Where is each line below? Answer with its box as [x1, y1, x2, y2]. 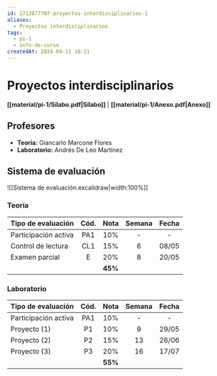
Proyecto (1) [10, 325, 51, 334]
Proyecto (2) [10, 336, 51, 345]
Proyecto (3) [10, 347, 51, 356]
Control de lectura [10, 241, 68, 251]
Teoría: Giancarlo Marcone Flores [16, 138, 113, 147]
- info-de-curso [13, 42, 59, 49]
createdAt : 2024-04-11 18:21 [7, 49, 90, 55]
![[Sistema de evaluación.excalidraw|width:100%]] [7, 184, 149, 192]
